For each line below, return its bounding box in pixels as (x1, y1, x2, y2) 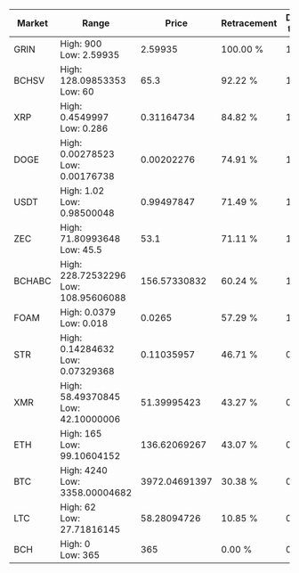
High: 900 (60, 37, 102, 50)
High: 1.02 (60, 184, 105, 197)
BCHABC (13, 275, 52, 287)
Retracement (221, 17, 278, 29)
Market (16, 17, 49, 29)
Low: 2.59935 (60, 49, 120, 61)
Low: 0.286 (60, 122, 109, 135)
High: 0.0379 (60, 307, 117, 318)
